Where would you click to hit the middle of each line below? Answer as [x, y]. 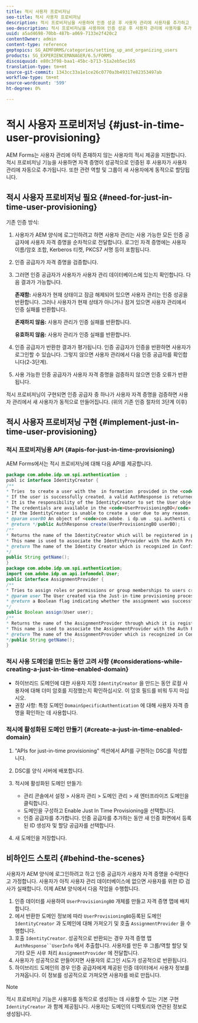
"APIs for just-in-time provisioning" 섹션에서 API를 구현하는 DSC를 [93, 750]
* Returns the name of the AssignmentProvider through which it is [91, 623]
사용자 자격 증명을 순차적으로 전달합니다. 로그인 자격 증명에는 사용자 [108, 242]
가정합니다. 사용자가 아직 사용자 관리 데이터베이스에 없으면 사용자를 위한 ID [98, 881]
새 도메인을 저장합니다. [41, 838]
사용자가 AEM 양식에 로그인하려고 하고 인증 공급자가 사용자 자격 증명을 [87, 873]
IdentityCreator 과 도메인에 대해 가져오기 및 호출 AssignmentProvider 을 [100, 923]
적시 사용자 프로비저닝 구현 [52, 423]
